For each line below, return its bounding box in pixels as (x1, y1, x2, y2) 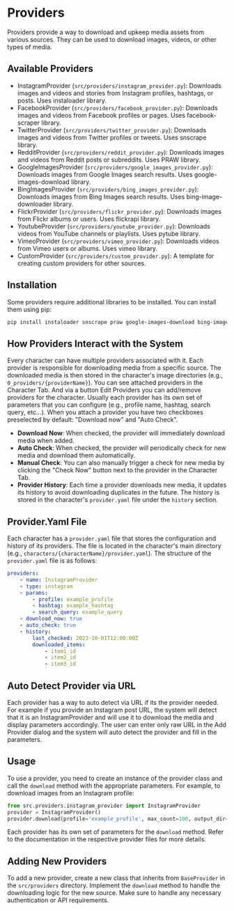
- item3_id (44, 660, 77, 668)
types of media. (7, 42, 52, 51)
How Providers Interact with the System (7, 338, 183, 350)
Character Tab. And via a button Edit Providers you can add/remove (7, 386, 201, 394)
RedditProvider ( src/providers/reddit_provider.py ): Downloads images (17, 148, 224, 156)
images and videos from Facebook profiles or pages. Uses (17, 111, 186, 119)
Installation (7, 279, 57, 291)
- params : (19, 589, 49, 596)
